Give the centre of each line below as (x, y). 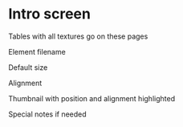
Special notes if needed (47, 114)
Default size (28, 67)
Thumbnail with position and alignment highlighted (91, 98)
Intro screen (49, 14)
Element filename (37, 51)
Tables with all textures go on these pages (78, 36)
